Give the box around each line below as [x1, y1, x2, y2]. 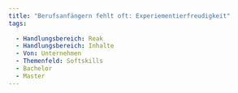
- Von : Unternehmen [15, 49, 82, 57]
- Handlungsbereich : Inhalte [15, 42, 115, 50]
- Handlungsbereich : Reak [15, 34, 104, 43]
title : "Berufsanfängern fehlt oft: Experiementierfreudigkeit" [8, 11, 231, 20]
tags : [8, 19, 27, 27]
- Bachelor [15, 65, 53, 73]
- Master [15, 72, 45, 80]
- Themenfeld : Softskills [15, 57, 104, 66]
